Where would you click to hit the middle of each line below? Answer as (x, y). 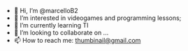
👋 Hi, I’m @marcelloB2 (46, 11)
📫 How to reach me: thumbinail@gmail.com (77, 40)
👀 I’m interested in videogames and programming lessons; (97, 18)
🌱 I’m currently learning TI (51, 25)
